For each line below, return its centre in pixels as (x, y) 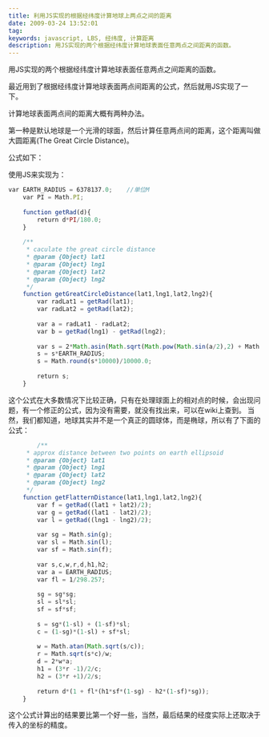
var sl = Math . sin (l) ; (75, 542)
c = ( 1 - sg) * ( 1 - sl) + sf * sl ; (84, 632)
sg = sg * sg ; (57, 594)
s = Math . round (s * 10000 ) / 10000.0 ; (94, 362)
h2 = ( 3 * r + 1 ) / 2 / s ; (70, 676)
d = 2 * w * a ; (55, 662)
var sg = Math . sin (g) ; (75, 535)
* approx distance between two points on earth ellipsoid (125, 453)
